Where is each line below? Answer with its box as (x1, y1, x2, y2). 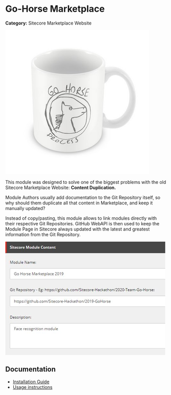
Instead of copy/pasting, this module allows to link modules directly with (5, 215, 157, 221)
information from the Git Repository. (5, 231, 81, 238)
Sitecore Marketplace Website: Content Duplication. (5, 184, 116, 191)
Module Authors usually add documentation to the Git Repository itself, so (5, 194, 161, 200)
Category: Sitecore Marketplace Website (5, 20, 92, 26)
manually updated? (5, 205, 45, 211)
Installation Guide (12, 379, 50, 385)
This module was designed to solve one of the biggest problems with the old (5, 179, 166, 185)
